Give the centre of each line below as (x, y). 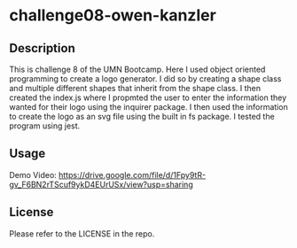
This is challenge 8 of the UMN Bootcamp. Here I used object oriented (137, 69)
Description (42, 48)
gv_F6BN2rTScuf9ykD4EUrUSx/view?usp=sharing (101, 184)
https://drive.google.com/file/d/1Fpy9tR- (133, 174)
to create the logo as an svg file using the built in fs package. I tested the (142, 116)
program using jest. (45, 126)
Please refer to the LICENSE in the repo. (82, 233)
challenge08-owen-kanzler (113, 15)
